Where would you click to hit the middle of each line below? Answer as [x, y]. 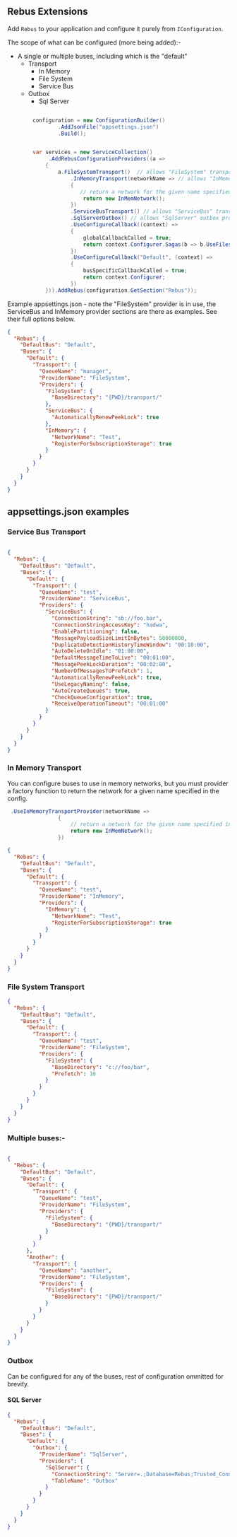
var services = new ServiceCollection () [93, 152]
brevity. [18, 1384]
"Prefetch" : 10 [74, 1074]
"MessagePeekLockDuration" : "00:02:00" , [112, 665]
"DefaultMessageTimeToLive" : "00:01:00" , [113, 658]
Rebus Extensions [48, 12]
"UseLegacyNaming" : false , [91, 684]
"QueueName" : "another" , [75, 1270]
